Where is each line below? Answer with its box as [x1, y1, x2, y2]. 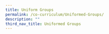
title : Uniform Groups [5, 7, 54, 12]
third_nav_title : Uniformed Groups [5, 21, 81, 26]
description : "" [5, 16, 40, 21]
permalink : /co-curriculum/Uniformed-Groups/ [5, 12, 104, 17]
